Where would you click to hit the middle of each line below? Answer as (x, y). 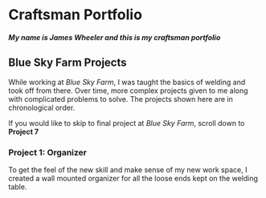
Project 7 (23, 131)
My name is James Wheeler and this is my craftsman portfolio (115, 37)
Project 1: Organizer (47, 152)
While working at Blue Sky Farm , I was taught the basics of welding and (127, 82)
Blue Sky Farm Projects (68, 63)
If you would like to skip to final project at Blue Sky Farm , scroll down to (127, 123)
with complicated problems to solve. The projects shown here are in (121, 99)
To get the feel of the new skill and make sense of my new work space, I (128, 169)
